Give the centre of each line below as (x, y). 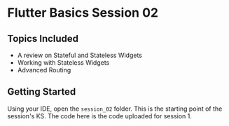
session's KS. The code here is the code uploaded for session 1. (100, 116)
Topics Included (43, 39)
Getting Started (42, 92)
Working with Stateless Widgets (63, 63)
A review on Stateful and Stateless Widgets (79, 55)
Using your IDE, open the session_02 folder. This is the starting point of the (115, 109)
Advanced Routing (44, 70)
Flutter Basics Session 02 (83, 13)
